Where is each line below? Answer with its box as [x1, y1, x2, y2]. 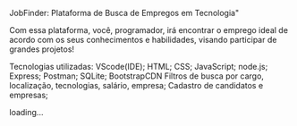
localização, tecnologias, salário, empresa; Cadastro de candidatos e [9, 80, 264, 90]
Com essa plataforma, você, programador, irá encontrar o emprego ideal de [9, 25, 289, 35]
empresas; [9, 89, 49, 100]
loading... [9, 107, 44, 117]
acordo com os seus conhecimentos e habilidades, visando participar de [9, 35, 277, 45]
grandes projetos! [9, 44, 74, 55]
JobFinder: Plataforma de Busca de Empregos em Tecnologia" [9, 8, 240, 18]
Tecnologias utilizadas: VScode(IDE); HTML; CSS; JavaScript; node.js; [9, 62, 268, 71]
